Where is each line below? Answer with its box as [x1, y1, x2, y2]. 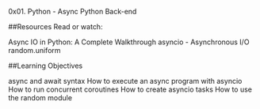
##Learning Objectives [8, 61, 83, 70]
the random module [8, 93, 73, 102]
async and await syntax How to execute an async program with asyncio [8, 77, 243, 85]
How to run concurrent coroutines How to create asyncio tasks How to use [8, 85, 252, 94]
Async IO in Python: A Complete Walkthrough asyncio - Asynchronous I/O [8, 37, 250, 47]
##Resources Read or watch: [8, 22, 103, 31]
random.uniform [8, 46, 61, 54]
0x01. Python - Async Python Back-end [8, 7, 137, 16]
